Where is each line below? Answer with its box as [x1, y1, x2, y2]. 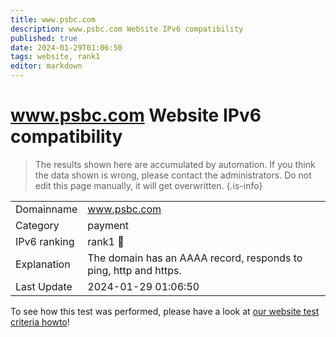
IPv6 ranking [15, 234, 75, 248]
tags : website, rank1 [10, 52, 101, 62]
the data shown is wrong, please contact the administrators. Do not [34, 169, 312, 181]
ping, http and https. [87, 263, 182, 277]
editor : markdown [10, 61, 83, 71]
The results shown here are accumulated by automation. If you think [34, 158, 316, 170]
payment [87, 218, 129, 232]
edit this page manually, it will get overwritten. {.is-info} [34, 179, 263, 191]
